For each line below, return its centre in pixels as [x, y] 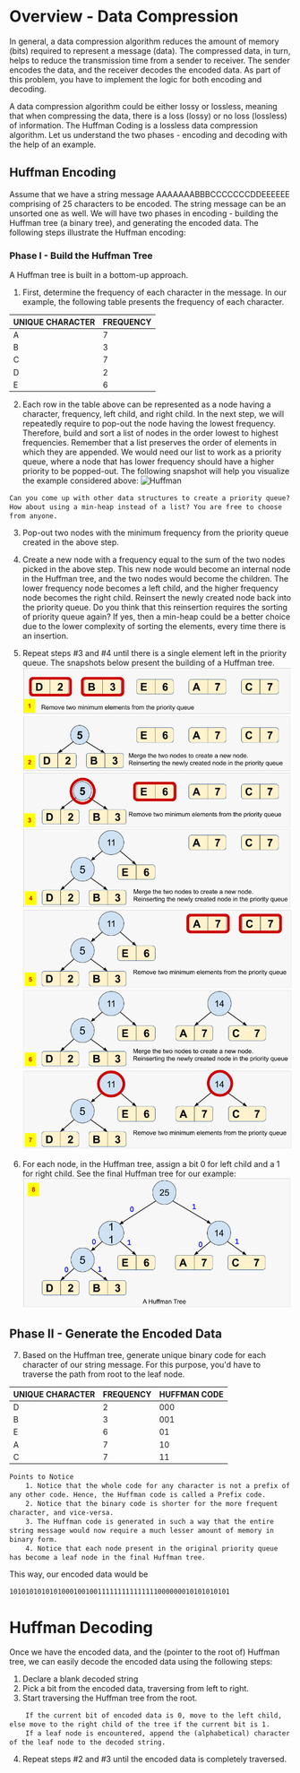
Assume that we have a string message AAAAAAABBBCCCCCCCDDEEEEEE [150, 194]
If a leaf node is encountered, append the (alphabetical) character [158, 1734]
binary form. [34, 1540]
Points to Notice [42, 1477]
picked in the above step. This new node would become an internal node [156, 569]
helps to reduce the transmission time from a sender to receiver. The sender [150, 60]
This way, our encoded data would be [79, 1574]
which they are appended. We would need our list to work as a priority [152, 452]
